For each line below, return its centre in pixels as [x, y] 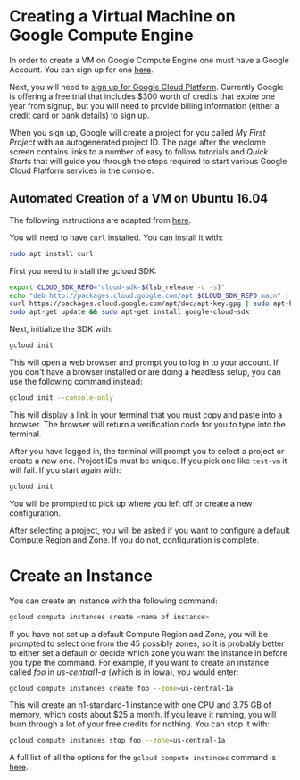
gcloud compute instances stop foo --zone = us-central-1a [117, 741]
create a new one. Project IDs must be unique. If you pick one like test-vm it [148, 461]
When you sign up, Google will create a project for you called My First [137, 132]
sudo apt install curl [51, 253]
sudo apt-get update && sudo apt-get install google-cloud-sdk [129, 312]
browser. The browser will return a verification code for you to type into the [147, 424]
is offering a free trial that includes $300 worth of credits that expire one [142, 96]
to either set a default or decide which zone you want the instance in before [149, 652]
